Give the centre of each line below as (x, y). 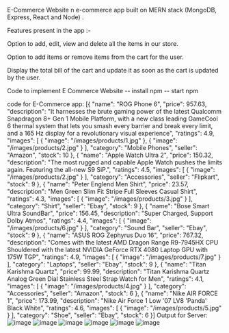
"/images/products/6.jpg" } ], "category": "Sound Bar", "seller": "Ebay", (107, 228)
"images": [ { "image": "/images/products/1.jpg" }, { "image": (92, 140)
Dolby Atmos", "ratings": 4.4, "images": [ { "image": (79, 221)
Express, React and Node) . (45, 17)
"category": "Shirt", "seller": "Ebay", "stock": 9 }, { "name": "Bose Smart (108, 206)
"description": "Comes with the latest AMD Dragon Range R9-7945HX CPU (113, 242)
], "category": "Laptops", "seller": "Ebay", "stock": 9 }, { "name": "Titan (107, 264)
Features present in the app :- (49, 30)
